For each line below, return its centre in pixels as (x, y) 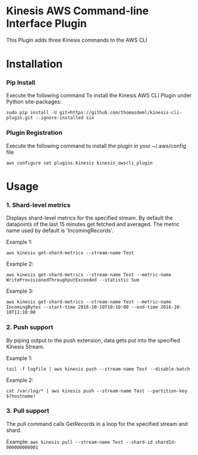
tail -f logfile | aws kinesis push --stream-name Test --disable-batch (98, 369)
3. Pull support (28, 411)
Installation (34, 64)
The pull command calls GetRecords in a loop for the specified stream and (97, 424)
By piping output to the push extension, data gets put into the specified (93, 340)
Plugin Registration (34, 133)
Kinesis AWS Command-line (78, 11)
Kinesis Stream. (25, 346)
